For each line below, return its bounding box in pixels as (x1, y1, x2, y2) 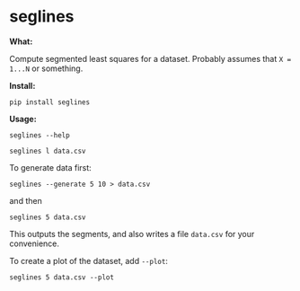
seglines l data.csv (9, 146, 87, 155)
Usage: (9, 113, 38, 124)
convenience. (9, 238, 60, 249)
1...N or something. (9, 63, 84, 74)
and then (9, 195, 42, 206)
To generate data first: (9, 162, 92, 172)
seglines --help (9, 130, 70, 140)
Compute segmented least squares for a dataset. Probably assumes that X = (9, 53, 292, 64)
